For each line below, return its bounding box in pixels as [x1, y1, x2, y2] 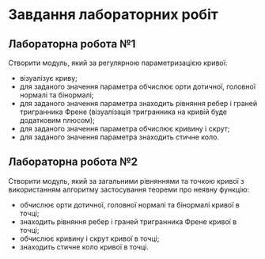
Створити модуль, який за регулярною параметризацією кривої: [8, 58, 228, 67]
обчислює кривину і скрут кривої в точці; [19, 234, 160, 243]
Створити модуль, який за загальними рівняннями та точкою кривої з [8, 176, 244, 185]
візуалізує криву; [19, 74, 78, 82]
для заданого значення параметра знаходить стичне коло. [19, 132, 220, 142]
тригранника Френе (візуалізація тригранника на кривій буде [19, 107, 228, 116]
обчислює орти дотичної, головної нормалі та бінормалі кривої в [19, 200, 240, 209]
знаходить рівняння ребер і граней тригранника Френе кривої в [19, 216, 237, 227]
